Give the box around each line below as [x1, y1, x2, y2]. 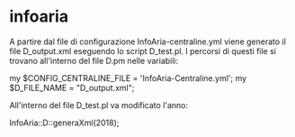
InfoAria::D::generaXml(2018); [9, 117, 120, 128]
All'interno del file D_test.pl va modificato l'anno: [9, 99, 189, 110]
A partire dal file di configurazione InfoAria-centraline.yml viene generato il [9, 36, 286, 47]
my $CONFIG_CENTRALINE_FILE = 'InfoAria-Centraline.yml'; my [9, 72, 247, 83]
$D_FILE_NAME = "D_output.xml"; [9, 82, 135, 93]
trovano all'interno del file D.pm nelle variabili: [9, 55, 179, 66]
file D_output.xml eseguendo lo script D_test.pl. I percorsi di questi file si [9, 45, 277, 56]
